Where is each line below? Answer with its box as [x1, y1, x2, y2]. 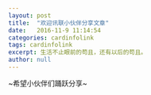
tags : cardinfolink [8, 41, 73, 49]
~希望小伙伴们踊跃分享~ [8, 78, 87, 88]
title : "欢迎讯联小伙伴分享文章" [8, 19, 110, 27]
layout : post [8, 11, 52, 20]
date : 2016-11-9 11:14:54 [8, 26, 102, 34]
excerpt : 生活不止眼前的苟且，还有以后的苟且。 [8, 48, 147, 56]
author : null [8, 56, 52, 64]
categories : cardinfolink [8, 33, 94, 42]
